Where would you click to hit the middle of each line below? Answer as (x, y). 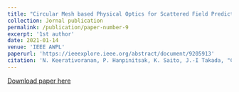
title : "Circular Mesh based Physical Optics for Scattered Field (108, 14)
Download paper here (39, 81)
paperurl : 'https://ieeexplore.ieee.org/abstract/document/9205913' (111, 54)
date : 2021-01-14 (33, 41)
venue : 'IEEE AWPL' (36, 47)
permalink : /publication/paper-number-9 (68, 27)
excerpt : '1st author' (41, 34)
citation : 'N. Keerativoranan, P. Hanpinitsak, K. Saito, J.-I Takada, (116, 61)
